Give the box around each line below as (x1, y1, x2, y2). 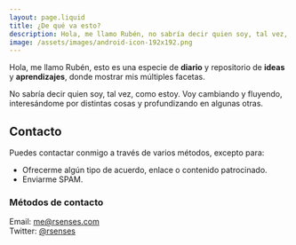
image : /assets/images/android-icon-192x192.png (9, 37, 193, 47)
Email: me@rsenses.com (9, 217, 100, 227)
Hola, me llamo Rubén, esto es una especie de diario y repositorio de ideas (9, 62, 285, 73)
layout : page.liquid (9, 12, 86, 22)
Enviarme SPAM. (21, 174, 84, 185)
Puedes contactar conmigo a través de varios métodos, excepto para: (9, 147, 265, 158)
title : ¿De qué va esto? (9, 21, 101, 30)
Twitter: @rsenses (9, 225, 76, 236)
